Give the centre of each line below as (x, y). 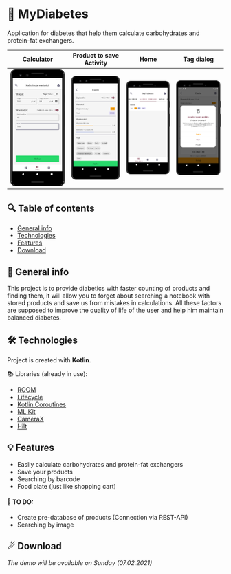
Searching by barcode (48, 479)
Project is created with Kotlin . (49, 360)
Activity (96, 63)
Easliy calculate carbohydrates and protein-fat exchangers (100, 464)
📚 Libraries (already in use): (47, 373)
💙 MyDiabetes (48, 14)
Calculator (38, 59)
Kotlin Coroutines (42, 404)
